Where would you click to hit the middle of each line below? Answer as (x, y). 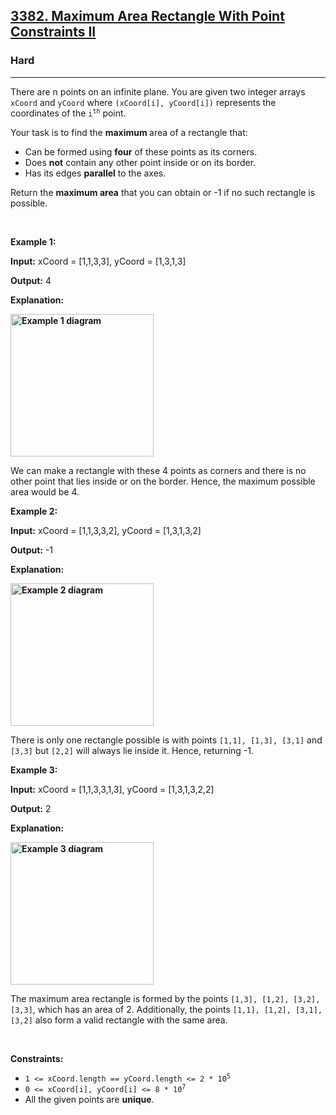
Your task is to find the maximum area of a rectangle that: (129, 132)
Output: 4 (31, 280)
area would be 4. (45, 491)
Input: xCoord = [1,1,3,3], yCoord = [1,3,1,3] (98, 261)
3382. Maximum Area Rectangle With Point (147, 16)
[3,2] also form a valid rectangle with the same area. (119, 1020)
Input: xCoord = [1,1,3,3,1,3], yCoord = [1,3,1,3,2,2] (112, 789)
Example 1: (33, 241)
